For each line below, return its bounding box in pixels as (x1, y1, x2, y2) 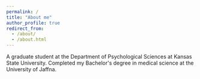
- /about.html (11, 37, 47, 42)
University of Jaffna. (6, 66, 57, 72)
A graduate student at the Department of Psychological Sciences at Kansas (6, 53, 192, 60)
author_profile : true (6, 20, 60, 26)
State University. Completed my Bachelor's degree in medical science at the (6, 59, 194, 66)
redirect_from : (6, 25, 44, 32)
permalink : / (6, 8, 39, 15)
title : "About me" (6, 14, 52, 20)
